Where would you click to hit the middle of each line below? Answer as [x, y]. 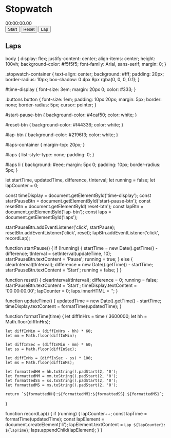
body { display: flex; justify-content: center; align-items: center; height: [80, 58]
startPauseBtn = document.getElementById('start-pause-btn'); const [78, 200]
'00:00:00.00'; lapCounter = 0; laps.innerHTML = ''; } [62, 290]
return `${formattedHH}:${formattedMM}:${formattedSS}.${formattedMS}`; [85, 394]
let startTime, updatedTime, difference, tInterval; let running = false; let [80, 180]
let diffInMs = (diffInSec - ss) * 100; [49, 358]
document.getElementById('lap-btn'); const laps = [58, 212]
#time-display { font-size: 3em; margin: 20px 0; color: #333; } [71, 89]
